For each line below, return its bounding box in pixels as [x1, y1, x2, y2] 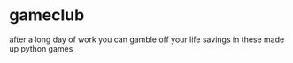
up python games [9, 43, 73, 53]
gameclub [9, 5, 85, 25]
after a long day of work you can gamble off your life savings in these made [9, 34, 285, 45]
